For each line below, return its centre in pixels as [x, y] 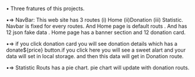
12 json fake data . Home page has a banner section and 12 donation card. [96, 32]
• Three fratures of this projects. [45, 9]
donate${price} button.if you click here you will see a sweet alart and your [96, 50]
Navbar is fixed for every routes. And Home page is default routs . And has [97, 26]
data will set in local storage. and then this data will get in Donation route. [95, 56]
